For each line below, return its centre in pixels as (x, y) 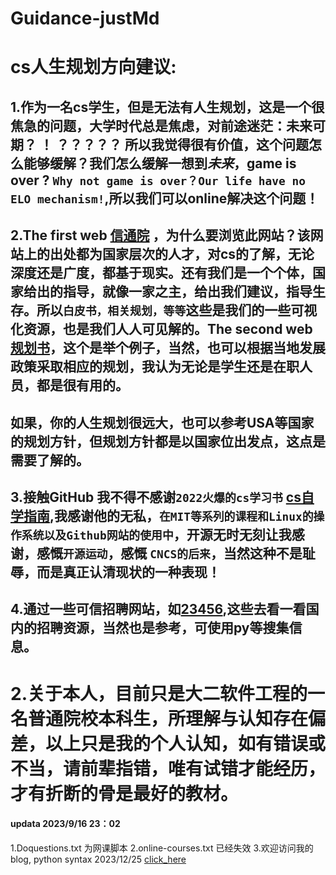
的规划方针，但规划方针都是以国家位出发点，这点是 (168, 441)
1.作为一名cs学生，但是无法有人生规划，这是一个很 (167, 107)
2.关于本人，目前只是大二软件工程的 (159, 693)
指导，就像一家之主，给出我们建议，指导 (187, 292)
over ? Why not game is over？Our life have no (158, 180)
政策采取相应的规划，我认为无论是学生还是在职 (155, 367)
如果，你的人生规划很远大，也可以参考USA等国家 (162, 422)
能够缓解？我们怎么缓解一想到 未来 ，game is (160, 163)
